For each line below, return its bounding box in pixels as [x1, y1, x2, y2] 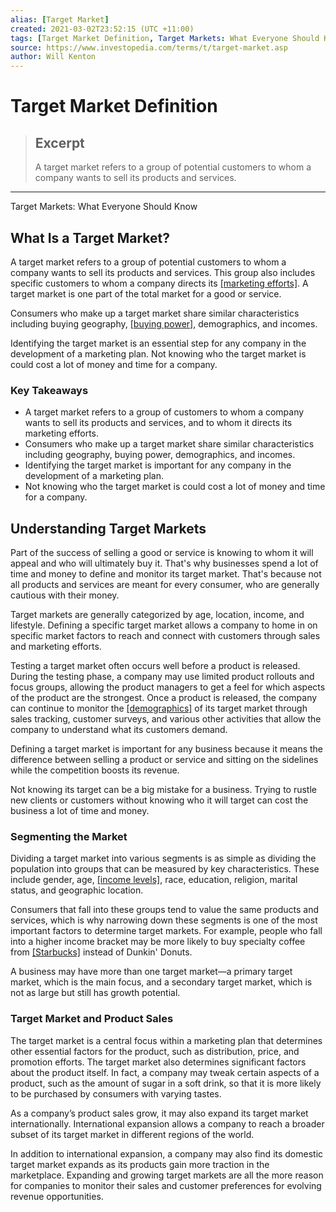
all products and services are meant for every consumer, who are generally [10, 579, 320, 591]
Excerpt [34, 134, 85, 151]
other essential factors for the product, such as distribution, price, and [10, 1045, 300, 1057]
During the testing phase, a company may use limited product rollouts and [10, 671, 315, 683]
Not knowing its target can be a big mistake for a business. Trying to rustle [10, 784, 317, 796]
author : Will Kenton [10, 52, 97, 62]
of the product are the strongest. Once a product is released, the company [10, 692, 318, 704]
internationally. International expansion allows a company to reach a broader [10, 1117, 325, 1130]
